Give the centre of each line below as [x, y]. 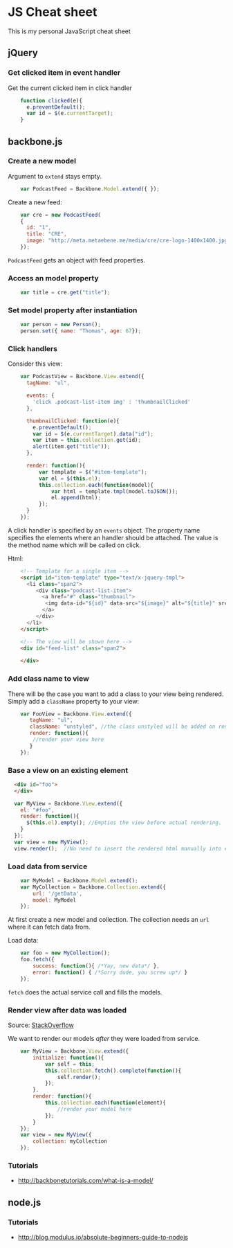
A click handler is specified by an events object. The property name [104, 530]
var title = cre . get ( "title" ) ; [65, 293]
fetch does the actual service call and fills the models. [85, 992]
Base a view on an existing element [68, 770]
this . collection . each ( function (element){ [105, 1103]
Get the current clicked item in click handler [70, 88]
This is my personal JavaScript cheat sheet [69, 31]
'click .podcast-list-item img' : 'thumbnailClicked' [112, 402]
